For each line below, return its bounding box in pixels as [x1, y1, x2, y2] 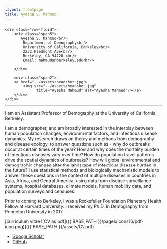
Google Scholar [12, 233, 45, 239]
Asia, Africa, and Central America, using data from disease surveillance [5, 178, 151, 184]
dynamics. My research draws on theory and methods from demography [5, 136, 154, 142]
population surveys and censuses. [5, 188, 76, 194]
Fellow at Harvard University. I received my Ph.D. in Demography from [5, 203, 149, 209]
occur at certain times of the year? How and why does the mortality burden [5, 146, 159, 152]
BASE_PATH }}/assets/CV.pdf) [32, 224, 94, 230]
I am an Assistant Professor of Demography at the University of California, [5, 110, 157, 116]
